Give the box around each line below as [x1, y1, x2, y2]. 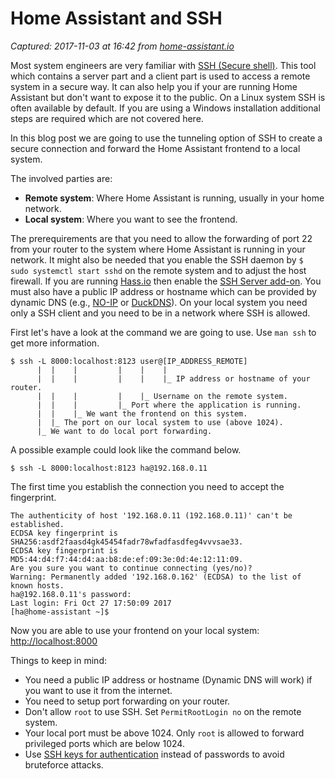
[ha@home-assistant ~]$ [10, 607, 110, 617]
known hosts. [10, 580, 65, 591]
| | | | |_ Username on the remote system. [36, 391, 288, 401]
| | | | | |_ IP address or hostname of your [36, 373, 311, 384]
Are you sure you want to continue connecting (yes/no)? [10, 563, 253, 573]
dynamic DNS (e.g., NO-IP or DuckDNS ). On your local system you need [10, 296, 308, 308]
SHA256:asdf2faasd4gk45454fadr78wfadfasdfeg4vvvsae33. [10, 537, 244, 547]
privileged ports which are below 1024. [24, 737, 185, 749]
